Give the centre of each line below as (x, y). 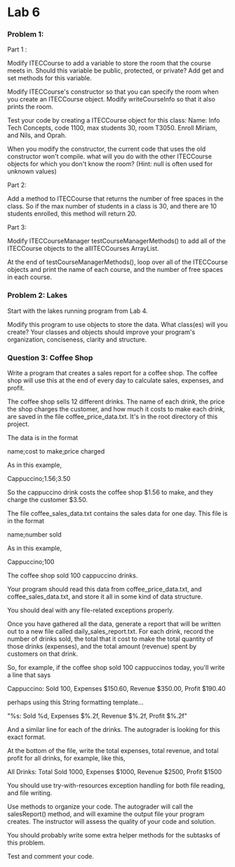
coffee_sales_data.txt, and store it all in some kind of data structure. (105, 597)
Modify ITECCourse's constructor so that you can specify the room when (113, 92)
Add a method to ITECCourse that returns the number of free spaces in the (115, 199)
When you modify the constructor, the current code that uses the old (107, 149)
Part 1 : (17, 49)
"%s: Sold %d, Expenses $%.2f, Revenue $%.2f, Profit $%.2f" (98, 716)
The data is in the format (43, 438)
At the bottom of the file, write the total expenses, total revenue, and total (113, 751)
